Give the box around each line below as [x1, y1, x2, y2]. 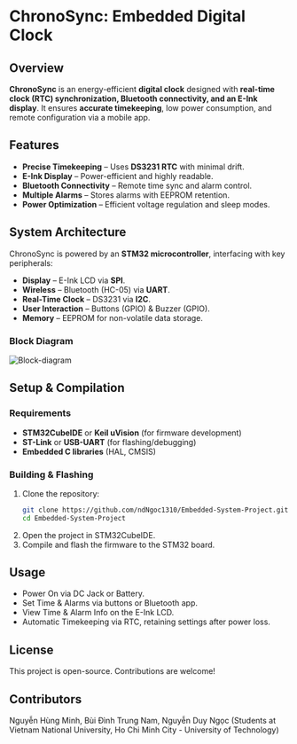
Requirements [9, 407, 72, 419]
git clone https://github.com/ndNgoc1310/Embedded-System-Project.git [21, 505, 289, 514]
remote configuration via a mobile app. [9, 113, 151, 122]
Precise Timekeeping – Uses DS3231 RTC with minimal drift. [21, 161, 246, 172]
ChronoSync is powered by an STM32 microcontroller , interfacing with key [9, 248, 285, 259]
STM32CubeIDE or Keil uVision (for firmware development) [21, 427, 242, 438]
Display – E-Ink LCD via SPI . [21, 275, 126, 286]
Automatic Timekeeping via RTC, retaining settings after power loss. [21, 616, 270, 627]
